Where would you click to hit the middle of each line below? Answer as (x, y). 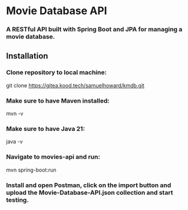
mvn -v (15, 114)
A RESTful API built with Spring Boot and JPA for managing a (94, 29)
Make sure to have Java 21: (46, 129)
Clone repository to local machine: (57, 73)
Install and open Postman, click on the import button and (89, 185)
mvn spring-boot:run (31, 170)
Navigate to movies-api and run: (53, 157)
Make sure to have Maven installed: (58, 100)
